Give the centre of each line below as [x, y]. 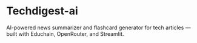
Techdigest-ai [42, 11]
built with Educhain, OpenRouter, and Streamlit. [65, 33]
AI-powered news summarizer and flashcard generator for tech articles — [98, 27]
